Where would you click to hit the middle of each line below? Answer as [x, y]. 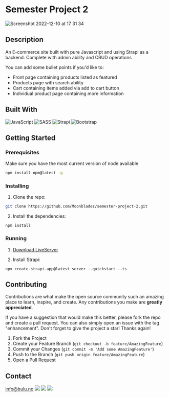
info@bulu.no [19, 389]
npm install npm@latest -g [34, 173]
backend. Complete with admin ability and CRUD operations [69, 57]
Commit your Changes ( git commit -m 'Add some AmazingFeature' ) [83, 349]
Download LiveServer [35, 249]
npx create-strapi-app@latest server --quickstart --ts [66, 269]
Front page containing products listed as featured [65, 77]
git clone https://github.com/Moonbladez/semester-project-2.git [76, 206]
